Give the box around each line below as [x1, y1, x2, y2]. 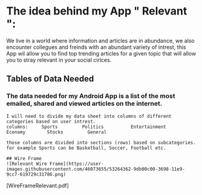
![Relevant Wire [6, 161, 47, 167]
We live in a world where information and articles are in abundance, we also [6, 37, 195, 44]
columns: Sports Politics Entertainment [6, 124, 166, 130]
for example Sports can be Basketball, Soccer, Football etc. [6, 145, 166, 151]
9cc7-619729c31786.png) [6, 171, 67, 177]
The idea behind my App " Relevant [6, 4, 187, 18]
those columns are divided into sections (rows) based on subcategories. [6, 139, 197, 145]
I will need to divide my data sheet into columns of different [6, 113, 172, 119]
